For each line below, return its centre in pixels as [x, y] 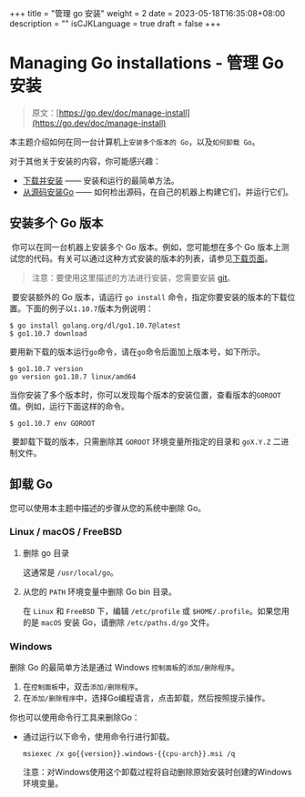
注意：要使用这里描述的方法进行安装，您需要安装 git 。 [133, 277]
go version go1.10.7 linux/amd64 [73, 377]
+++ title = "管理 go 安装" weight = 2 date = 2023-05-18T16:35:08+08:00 [147, 13]
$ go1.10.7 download [49, 333]
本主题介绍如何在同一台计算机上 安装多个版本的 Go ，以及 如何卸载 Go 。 [135, 141]
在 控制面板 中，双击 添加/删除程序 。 [82, 687]
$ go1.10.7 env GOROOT [52, 423]
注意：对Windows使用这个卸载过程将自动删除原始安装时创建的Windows [157, 772]
